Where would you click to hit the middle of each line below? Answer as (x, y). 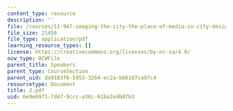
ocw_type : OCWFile (34, 59)
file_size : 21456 (32, 33)
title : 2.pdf (26, 90)
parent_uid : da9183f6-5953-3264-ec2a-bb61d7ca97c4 (82, 78)
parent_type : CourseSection (48, 71)
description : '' (31, 20)
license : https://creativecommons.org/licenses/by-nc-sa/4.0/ (99, 52)
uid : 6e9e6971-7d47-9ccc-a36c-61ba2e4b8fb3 (71, 97)
